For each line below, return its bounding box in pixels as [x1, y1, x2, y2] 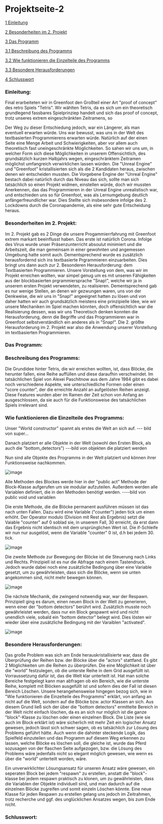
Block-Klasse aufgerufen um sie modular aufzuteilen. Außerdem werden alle [5, 484, 158, 490]
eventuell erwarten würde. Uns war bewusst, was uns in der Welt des [5, 130, 144, 136]
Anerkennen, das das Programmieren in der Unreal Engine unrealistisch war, [5, 187, 158, 193]
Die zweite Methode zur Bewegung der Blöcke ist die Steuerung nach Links [5, 554, 156, 560]
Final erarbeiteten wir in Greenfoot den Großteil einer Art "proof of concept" [5, 100, 157, 105]
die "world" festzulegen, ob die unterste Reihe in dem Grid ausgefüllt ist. [5, 668, 150, 674]
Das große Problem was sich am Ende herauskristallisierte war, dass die [5, 652, 149, 658]
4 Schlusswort [5, 76, 34, 82]
